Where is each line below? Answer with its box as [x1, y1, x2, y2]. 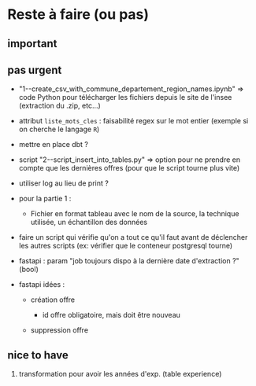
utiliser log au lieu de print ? [18, 178, 109, 188]
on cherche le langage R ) [18, 124, 100, 134]
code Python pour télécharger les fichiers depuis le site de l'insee [18, 93, 232, 102]
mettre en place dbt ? [18, 140, 88, 149]
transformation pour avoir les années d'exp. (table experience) [18, 369, 222, 379]
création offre [30, 295, 76, 304]
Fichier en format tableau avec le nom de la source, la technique [30, 209, 239, 219]
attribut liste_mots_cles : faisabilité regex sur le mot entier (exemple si [18, 116, 249, 126]
